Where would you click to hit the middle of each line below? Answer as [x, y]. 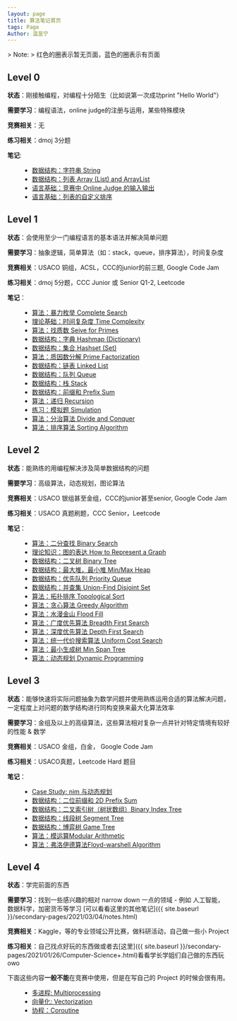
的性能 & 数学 [26, 731]
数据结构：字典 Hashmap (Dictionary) [86, 339]
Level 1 [23, 220]
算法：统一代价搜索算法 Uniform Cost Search [97, 640]
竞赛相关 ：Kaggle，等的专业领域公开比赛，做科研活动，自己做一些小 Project [118, 931]
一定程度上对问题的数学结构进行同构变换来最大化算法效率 [91, 707]
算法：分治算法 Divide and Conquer [83, 419]
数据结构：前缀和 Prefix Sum [73, 392]
